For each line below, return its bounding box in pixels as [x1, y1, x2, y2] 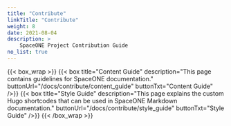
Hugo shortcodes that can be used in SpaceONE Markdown [7, 96, 178, 105]
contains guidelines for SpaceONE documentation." [7, 74, 154, 83]
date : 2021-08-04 [7, 29, 57, 36]
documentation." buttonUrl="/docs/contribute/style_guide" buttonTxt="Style [7, 104, 225, 112]
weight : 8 [7, 23, 36, 30]
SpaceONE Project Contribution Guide [19, 42, 129, 49]
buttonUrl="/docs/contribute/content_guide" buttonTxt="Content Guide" [7, 82, 213, 90]
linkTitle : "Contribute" [7, 17, 79, 23]
